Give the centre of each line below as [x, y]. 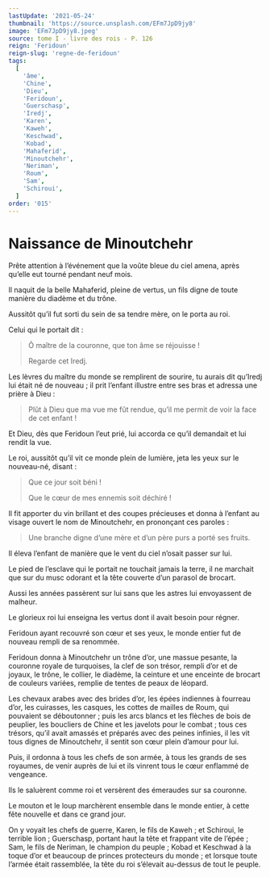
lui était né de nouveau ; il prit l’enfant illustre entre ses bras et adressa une [133, 385]
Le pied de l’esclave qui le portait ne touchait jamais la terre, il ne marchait [131, 569]
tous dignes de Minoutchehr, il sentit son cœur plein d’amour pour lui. [124, 742]
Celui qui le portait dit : [46, 330]
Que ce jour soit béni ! [65, 482]
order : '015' [30, 204]
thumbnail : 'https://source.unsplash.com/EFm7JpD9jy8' [102, 23]
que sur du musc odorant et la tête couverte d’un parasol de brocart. [122, 577]
